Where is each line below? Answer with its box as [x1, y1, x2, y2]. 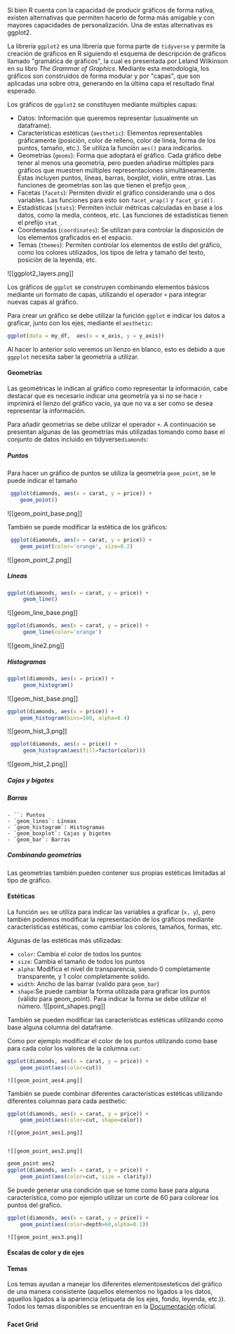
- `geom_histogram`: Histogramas [7, 824, 105, 831]
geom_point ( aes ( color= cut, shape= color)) [20, 1116, 142, 1124]
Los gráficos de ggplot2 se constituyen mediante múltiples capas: [7, 100, 198, 108]
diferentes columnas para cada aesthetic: [7, 1097, 128, 1105]
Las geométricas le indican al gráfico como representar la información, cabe [7, 384, 228, 392]
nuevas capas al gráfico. [7, 298, 79, 306]
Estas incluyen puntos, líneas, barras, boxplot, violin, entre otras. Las [17, 173, 216, 182]
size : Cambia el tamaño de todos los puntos [17, 957, 145, 965]
